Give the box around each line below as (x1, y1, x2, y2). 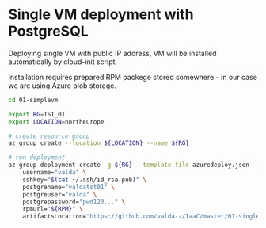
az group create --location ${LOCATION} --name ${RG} (8, 139, 190, 147)
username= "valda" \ (22, 169, 87, 177)
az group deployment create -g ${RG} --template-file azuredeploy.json (8, 161, 249, 169)
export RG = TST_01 (8, 110, 66, 118)
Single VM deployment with (8, 6, 194, 24)
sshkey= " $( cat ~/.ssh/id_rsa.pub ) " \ (22, 176, 147, 184)
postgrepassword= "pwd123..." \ (22, 198, 126, 206)
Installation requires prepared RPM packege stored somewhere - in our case (8, 72, 257, 82)
